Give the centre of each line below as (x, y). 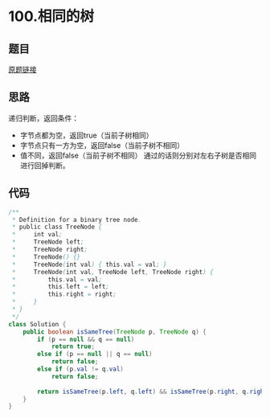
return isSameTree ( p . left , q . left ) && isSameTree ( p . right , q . (143, 391)
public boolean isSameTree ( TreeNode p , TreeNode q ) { (115, 332)
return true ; (73, 346)
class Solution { (37, 324)
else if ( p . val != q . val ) (81, 369)
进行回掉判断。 (45, 165)
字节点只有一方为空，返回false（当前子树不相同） (102, 145)
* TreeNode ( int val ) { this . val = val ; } (89, 264)
